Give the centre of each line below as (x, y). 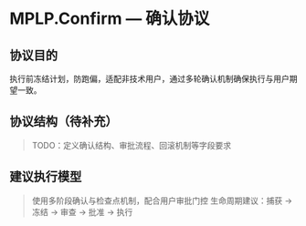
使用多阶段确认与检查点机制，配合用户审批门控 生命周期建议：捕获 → (162, 200)
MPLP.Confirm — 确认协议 (110, 19)
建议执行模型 (46, 177)
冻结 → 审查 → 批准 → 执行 (82, 211)
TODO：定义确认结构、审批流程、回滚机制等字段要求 (131, 145)
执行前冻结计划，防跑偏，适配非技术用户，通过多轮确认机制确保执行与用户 (149, 79)
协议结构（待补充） (63, 122)
